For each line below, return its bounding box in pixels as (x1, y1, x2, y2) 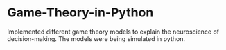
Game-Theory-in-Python (7, 5, 154, 21)
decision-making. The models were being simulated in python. (7, 34, 186, 42)
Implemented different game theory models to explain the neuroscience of (7, 27, 220, 36)
